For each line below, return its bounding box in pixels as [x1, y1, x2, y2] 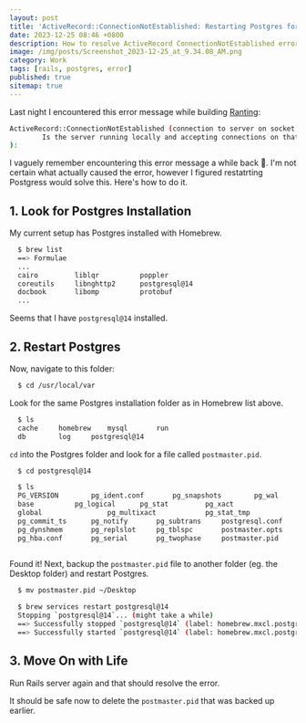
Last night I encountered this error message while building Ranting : [9, 106, 261, 117]
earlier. [9, 705, 36, 716]
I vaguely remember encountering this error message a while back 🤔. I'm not [9, 157, 297, 169]
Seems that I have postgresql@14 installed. [9, 312, 168, 324]
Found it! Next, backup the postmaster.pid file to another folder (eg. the [9, 559, 278, 570]
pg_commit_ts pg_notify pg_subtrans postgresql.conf [17, 517, 283, 526]
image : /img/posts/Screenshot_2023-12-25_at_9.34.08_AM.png [9, 47, 243, 57]
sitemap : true [9, 81, 64, 90]
